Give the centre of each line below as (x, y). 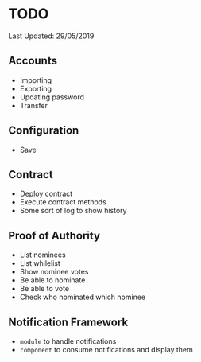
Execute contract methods (63, 202)
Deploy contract (46, 194)
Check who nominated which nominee (82, 297)
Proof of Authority (54, 235)
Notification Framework (68, 322)
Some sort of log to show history (73, 211)
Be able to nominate (52, 280)
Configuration (44, 131)
